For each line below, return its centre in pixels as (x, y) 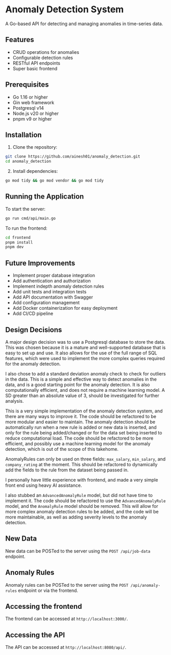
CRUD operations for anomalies (46, 52)
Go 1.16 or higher (30, 97)
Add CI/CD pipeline (33, 313)
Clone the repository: (35, 147)
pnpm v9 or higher (32, 118)
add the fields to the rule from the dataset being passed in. (67, 470)
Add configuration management (46, 303)
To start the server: (26, 209)
